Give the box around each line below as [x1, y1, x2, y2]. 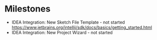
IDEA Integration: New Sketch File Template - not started [11, 19, 125, 25]
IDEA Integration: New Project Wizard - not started [11, 29, 113, 35]
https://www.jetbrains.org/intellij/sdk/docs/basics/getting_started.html [11, 24, 153, 30]
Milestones [4, 3, 51, 14]
